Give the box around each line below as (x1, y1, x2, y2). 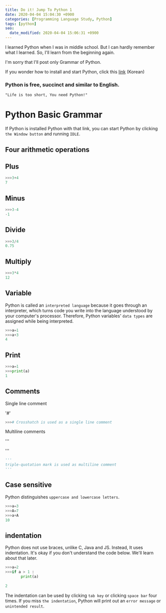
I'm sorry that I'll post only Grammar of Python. (5, 59, 101, 65)
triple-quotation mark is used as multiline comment (5, 462, 117, 467)
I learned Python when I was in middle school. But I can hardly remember (5, 44, 155, 50)
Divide (5, 225, 26, 234)
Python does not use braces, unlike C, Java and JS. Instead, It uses (5, 545, 143, 551)
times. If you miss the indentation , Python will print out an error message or (5, 598, 161, 604)
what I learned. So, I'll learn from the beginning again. (5, 49, 115, 55)
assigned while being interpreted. (5, 318, 74, 324)
